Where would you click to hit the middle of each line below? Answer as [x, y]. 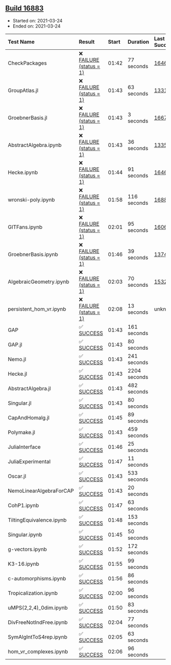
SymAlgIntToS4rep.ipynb [38, 637]
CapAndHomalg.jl [29, 417]
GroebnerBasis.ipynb [33, 254]
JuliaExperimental [29, 461]
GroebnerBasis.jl [27, 117]
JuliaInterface [24, 447]
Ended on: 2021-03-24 [37, 26]
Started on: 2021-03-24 [37, 20]
